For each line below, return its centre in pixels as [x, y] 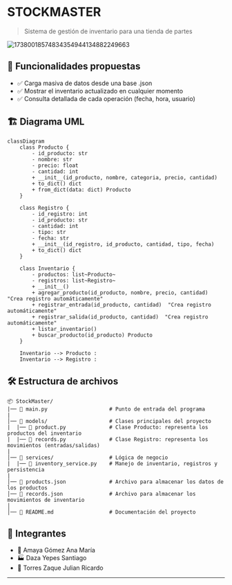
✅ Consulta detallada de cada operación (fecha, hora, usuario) [106, 98]
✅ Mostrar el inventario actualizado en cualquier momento [100, 91]
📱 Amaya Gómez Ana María [56, 550]
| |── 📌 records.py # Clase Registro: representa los [108, 440]
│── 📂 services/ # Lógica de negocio [88, 458]
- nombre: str [52, 159]
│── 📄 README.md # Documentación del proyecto [101, 512]
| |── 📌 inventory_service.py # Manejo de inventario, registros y [112, 464]
